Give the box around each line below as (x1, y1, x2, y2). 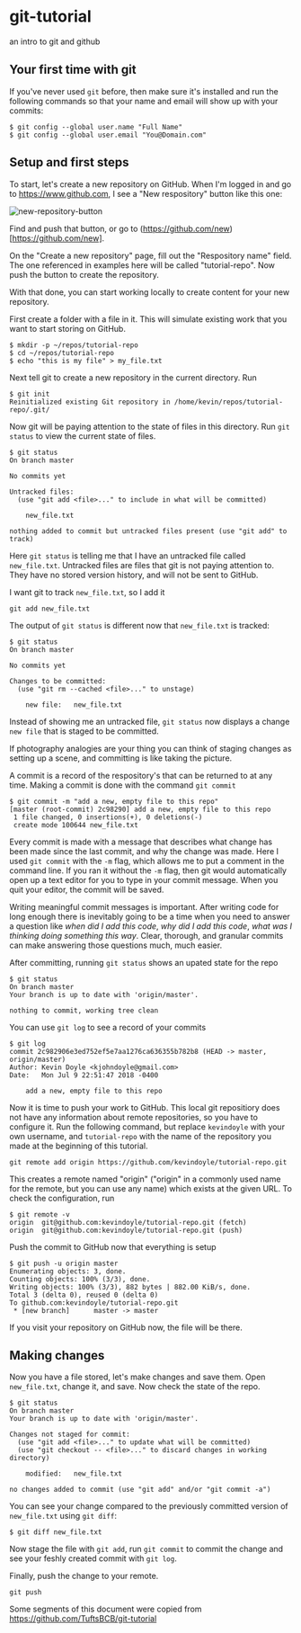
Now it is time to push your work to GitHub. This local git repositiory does (9, 1102, 280, 1112)
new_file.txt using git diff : (9, 1511, 118, 1521)
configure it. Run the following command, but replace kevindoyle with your (9, 1121, 286, 1132)
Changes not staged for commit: (9, 1430, 130, 1440)
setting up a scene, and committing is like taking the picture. (9, 753, 233, 763)
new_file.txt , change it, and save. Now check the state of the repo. (9, 1381, 261, 1392)
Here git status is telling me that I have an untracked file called (9, 550, 246, 561)
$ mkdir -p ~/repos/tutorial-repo (9, 340, 139, 350)
